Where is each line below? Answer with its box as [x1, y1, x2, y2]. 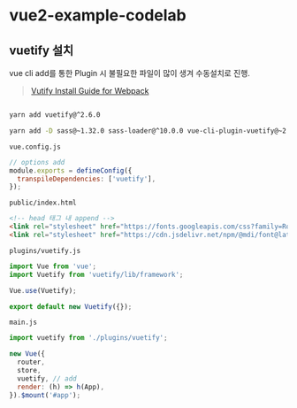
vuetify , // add [17, 373, 77, 383]
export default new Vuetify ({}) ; [9, 302, 133, 311]
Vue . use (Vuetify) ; [9, 286, 77, 295]
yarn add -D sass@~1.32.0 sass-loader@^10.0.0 [9, 126, 184, 135]
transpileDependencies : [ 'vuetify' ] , [17, 174, 156, 183]
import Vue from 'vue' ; [9, 262, 97, 271]
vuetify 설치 [9, 42, 74, 58]
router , [17, 358, 46, 367]
